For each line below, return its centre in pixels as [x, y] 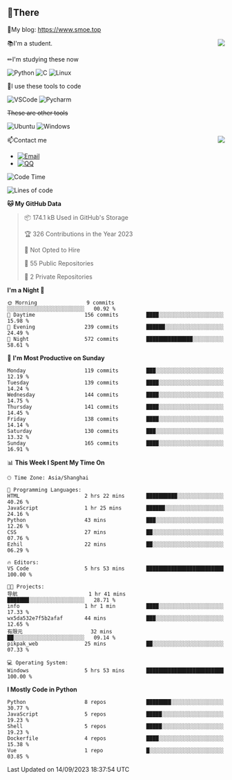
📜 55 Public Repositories [59, 263]
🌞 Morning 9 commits [61, 303]
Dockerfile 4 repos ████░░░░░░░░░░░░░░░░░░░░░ [116, 738]
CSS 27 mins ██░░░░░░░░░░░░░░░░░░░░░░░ [116, 532]
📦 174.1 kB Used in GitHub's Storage [76, 217]
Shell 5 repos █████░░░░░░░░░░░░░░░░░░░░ [116, 726]
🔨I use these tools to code [44, 86]
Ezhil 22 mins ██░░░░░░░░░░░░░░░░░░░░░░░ [116, 544]
